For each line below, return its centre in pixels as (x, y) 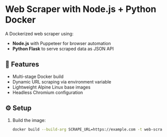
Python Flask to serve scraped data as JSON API (63, 48)
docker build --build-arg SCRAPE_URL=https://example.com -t (77, 129)
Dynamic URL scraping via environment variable (62, 81)
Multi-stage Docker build (38, 76)
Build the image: (29, 120)
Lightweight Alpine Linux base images (51, 87)
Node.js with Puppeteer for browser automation (62, 43)
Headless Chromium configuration (48, 92)
